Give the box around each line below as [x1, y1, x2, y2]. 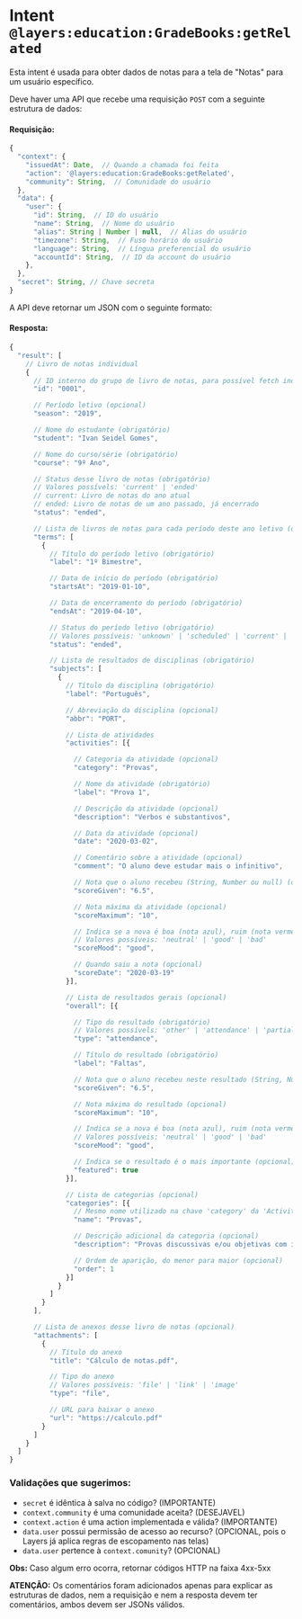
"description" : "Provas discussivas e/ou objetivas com [73, 1240, 288, 1249]
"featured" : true [73, 1166, 139, 1175]
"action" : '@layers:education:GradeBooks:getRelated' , [25, 168, 235, 178]
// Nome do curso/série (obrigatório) [32, 450, 179, 459]
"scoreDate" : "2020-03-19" [73, 969, 175, 978]
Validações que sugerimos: [9, 1477, 132, 1489]
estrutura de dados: [9, 103, 83, 113]
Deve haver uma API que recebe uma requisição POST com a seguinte [9, 94, 265, 104]
